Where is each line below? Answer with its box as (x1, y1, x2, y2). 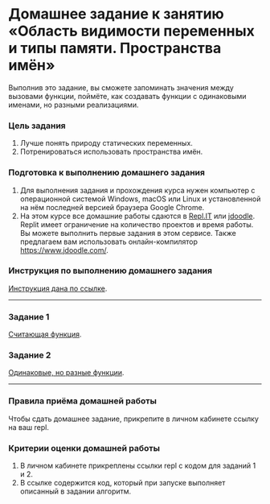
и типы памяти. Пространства (8, 39, 222, 57)
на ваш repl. (8, 422, 50, 432)
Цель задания (8, 120, 66, 131)
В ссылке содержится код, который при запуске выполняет (19, 478, 226, 488)
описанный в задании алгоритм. (19, 486, 132, 496)
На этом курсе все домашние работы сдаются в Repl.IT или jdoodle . (19, 211, 256, 221)
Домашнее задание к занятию (8, 5, 225, 23)
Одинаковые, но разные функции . (8, 368, 125, 378)
